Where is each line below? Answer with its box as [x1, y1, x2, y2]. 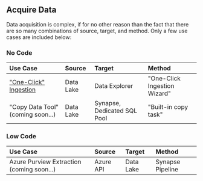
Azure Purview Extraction [9, 158, 82, 166]
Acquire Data [6, 5, 57, 15]
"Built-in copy [147, 103, 188, 111]
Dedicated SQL [94, 106, 138, 115]
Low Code [6, 132, 37, 141]
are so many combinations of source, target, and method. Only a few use [6, 27, 188, 34]
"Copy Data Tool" [9, 103, 59, 111]
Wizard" [147, 90, 171, 98]
